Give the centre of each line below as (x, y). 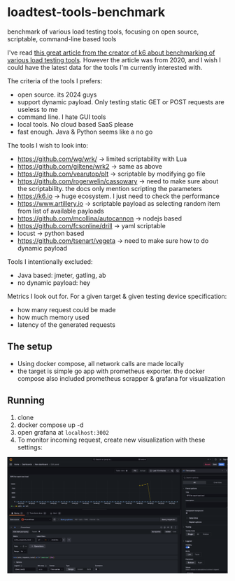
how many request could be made (66, 309)
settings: (30, 447)
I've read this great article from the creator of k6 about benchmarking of (111, 52)
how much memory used (53, 317)
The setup (30, 347)
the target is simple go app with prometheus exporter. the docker (111, 371)
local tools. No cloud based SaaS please (76, 124)
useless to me (37, 109)
